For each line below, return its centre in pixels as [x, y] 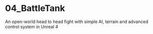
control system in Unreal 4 [32, 26]
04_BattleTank [35, 8]
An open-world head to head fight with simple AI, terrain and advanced [77, 22]
